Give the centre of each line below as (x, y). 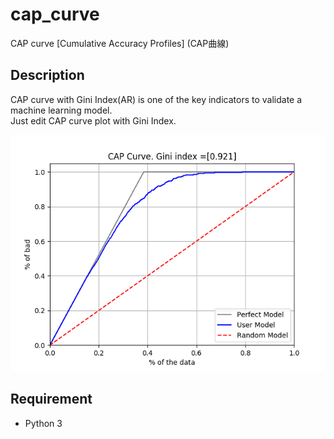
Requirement (51, 399)
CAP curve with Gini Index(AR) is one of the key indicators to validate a (156, 99)
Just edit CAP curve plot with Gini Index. (93, 120)
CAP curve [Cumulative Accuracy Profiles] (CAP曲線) (120, 43)
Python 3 (43, 423)
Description (47, 75)
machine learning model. (61, 110)
